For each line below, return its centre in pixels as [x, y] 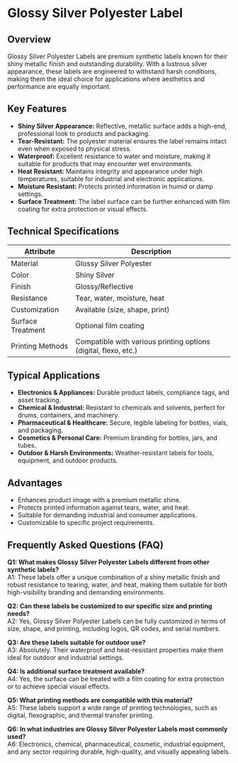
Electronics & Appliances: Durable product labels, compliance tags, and [124, 393]
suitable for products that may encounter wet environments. [105, 163]
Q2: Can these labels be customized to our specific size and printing [110, 606]
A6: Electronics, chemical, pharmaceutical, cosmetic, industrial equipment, [116, 745]
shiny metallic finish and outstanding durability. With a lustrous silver [107, 64]
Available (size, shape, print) [123, 309]
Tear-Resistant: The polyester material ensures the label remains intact [122, 141]
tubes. [27, 445]
